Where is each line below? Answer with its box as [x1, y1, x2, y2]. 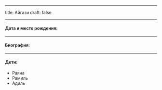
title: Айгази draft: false [5, 10, 52, 15]
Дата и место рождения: [5, 25, 58, 31]
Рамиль [12, 75, 28, 81]
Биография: [5, 42, 30, 48]
